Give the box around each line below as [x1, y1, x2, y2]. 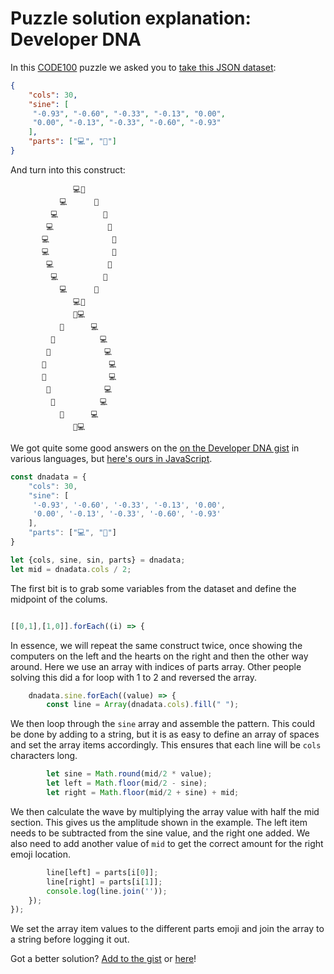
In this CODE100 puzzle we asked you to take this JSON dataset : [10, 61, 277, 73]
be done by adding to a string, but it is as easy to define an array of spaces [10, 728, 320, 741]
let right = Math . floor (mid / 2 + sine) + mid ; [46, 788, 240, 798]
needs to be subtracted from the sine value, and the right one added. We [10, 827, 310, 839]
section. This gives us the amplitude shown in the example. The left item [10, 816, 308, 828]
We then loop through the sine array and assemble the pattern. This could [10, 718, 315, 730]
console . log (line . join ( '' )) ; [46, 886, 168, 896]
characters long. [10, 750, 78, 762]
